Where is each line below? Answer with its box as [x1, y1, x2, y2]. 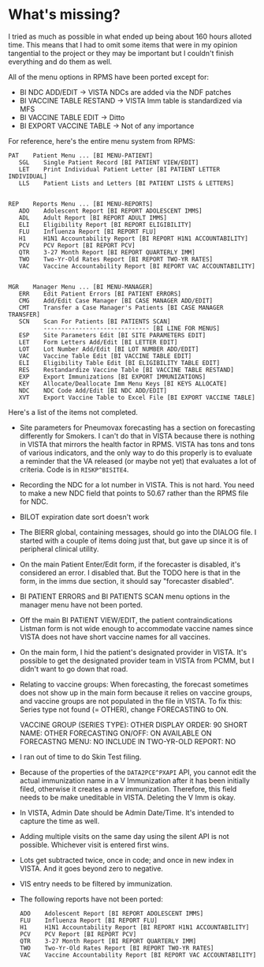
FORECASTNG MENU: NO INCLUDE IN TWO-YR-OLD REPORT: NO [19, 736, 236, 746]
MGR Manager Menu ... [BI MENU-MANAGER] [8, 283, 154, 291]
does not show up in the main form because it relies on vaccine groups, [19, 687, 252, 697]
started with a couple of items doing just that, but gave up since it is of [19, 536, 249, 545]
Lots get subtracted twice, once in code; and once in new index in [19, 855, 234, 864]
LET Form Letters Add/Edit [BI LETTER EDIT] [18, 338, 178, 346]
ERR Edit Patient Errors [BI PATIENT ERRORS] [18, 290, 181, 298]
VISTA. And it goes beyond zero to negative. [19, 864, 164, 873]
